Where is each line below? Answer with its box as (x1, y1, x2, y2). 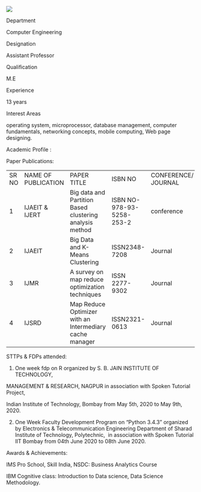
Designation (6, 40, 36, 47)
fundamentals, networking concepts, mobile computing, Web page (6, 128, 170, 135)
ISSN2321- (111, 315, 145, 323)
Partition (69, 196, 94, 204)
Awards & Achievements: (6, 449, 68, 456)
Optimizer (69, 308, 98, 316)
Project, (6, 389, 26, 396)
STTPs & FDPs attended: (6, 353, 67, 360)
